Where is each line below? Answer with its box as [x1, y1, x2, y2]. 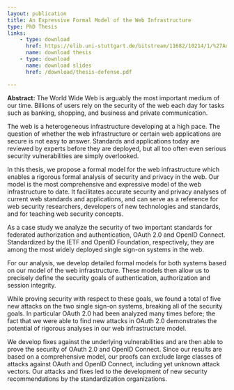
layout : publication [7, 10, 68, 17]
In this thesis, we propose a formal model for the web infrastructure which [7, 165, 220, 173]
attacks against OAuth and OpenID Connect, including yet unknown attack [7, 359, 221, 368]
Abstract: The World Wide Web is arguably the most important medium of [7, 93, 220, 102]
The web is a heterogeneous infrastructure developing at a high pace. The [7, 122, 221, 130]
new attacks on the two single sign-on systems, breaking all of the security [7, 302, 223, 310]
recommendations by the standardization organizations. [7, 374, 167, 383]
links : [7, 29, 26, 37]
